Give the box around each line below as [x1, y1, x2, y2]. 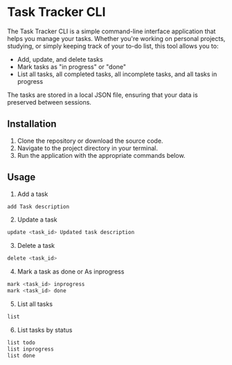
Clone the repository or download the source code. [17, 136, 163, 145]
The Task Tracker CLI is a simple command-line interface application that [7, 27, 216, 35]
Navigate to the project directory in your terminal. [17, 143, 158, 152]
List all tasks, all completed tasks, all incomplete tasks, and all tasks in [17, 70, 217, 78]
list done [7, 352, 36, 359]
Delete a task [17, 242, 55, 250]
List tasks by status [17, 326, 73, 334]
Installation [7, 118, 57, 130]
